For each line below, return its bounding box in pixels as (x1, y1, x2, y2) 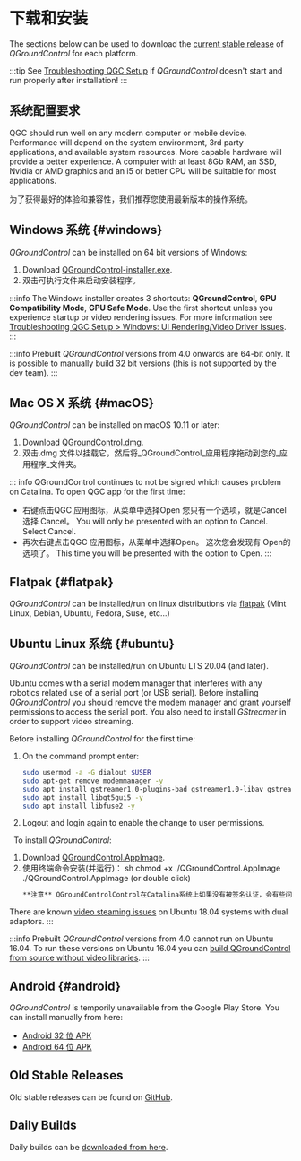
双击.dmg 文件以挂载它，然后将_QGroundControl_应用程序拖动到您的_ (21, 447, 280, 458)
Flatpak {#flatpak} (9, 575, 114, 590)
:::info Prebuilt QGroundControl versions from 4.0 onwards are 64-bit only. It (9, 348, 291, 359)
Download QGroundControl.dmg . (21, 437, 144, 448)
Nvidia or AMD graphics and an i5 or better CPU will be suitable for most (9, 165, 277, 176)
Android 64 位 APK (21, 1042, 92, 1053)
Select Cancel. (21, 526, 76, 537)
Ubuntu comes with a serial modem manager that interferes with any (9, 678, 262, 689)
